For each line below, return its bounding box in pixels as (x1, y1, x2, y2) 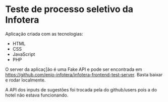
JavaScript (12, 51, 35, 57)
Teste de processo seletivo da (5, 4, 134, 15)
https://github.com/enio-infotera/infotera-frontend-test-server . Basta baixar (5, 71, 163, 77)
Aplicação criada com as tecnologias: (5, 31, 83, 37)
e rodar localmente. (5, 77, 46, 83)
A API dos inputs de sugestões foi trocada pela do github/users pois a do (5, 86, 157, 92)
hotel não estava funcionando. (5, 92, 69, 98)
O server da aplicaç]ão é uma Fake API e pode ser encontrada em (5, 66, 142, 72)
